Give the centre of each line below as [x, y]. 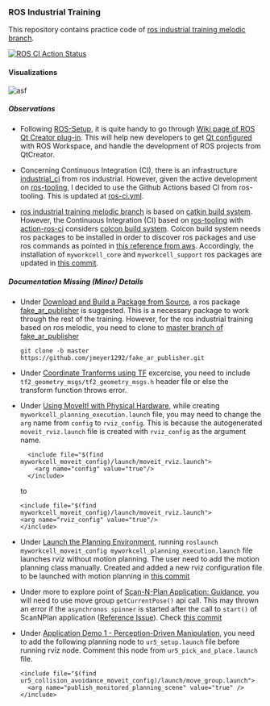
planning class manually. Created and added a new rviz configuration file [141, 568]
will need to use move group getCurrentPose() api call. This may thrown [139, 600]
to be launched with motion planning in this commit [105, 576]
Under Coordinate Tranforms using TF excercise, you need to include [135, 373]
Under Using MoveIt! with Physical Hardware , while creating [120, 406]
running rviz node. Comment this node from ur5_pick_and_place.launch [139, 650]
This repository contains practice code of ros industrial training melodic [127, 30]
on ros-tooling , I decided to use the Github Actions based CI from [129, 187]
